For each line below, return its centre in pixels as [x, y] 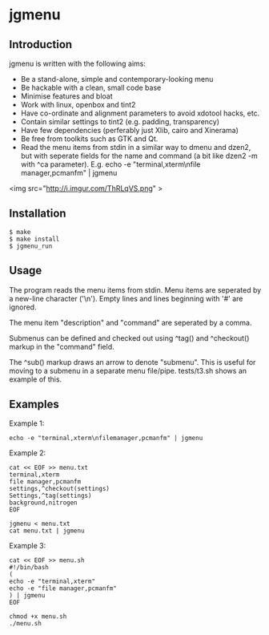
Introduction [41, 44]
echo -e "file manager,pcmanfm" [63, 588]
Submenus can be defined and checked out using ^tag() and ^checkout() [129, 338]
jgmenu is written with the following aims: [78, 63]
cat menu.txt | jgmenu [47, 531]
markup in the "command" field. [62, 346]
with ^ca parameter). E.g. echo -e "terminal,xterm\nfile [110, 164]
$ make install [34, 239]
